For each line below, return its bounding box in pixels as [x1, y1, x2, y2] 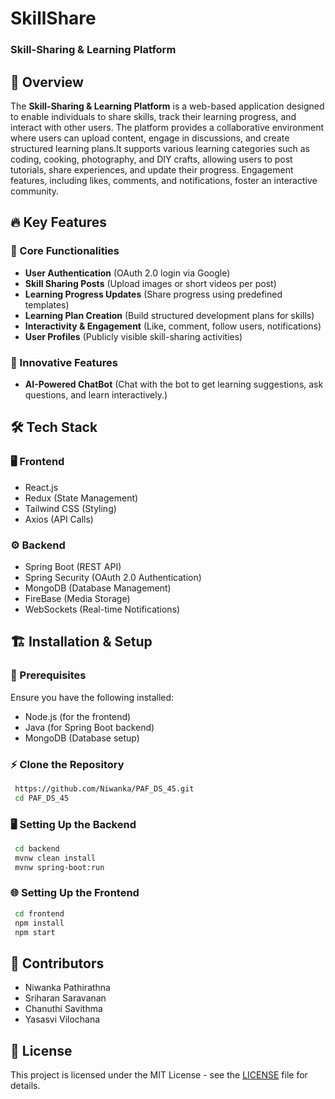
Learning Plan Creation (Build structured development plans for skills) [24, 309, 315, 321]
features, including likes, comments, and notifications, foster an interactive [10, 174, 318, 186]
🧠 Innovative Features [10, 355, 118, 369]
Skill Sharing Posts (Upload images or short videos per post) [24, 277, 277, 289]
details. [10, 1080, 41, 1092]
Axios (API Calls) [24, 513, 94, 525]
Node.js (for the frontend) [24, 710, 132, 722]
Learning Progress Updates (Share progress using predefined [24, 288, 283, 300]
